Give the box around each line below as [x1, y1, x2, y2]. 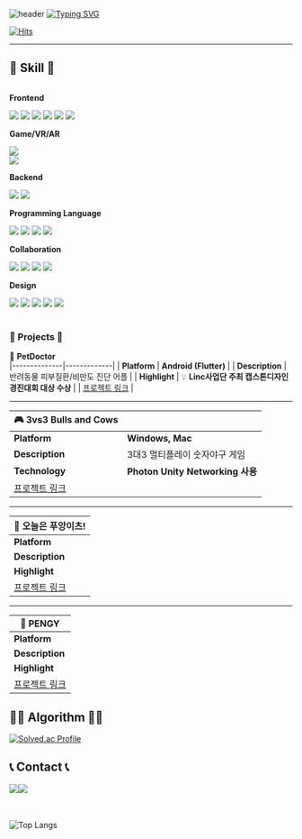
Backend [9, 171, 43, 182]
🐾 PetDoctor [9, 351, 56, 362]
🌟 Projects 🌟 [9, 330, 63, 342]
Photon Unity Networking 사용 [127, 465, 258, 478]
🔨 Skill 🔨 [9, 60, 56, 76]
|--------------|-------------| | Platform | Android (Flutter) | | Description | [9, 360, 288, 371]
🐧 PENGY [20, 617, 60, 630]
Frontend [9, 92, 45, 103]
